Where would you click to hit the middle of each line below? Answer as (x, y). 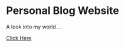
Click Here (19, 38)
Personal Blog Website (63, 11)
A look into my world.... (34, 27)
